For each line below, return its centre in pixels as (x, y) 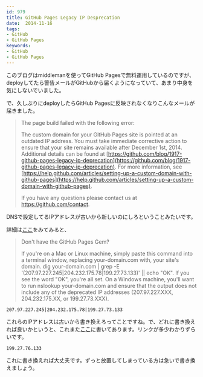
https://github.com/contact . (55, 204)
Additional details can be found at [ (65, 154)
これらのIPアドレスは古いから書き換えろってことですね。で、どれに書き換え (101, 321)
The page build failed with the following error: (78, 122)
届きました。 (22, 110)
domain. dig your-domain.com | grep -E (70, 266)
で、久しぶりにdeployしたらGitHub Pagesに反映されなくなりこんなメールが (101, 103)
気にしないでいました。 (35, 90)
